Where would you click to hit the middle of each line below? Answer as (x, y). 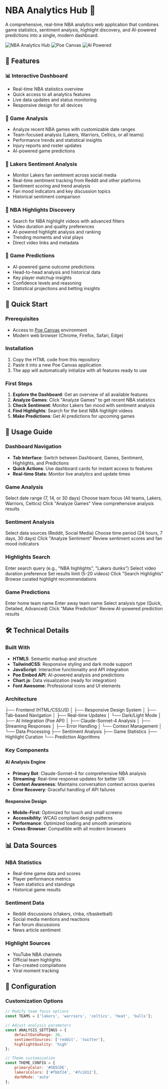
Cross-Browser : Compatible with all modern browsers (69, 829)
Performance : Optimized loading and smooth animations (72, 823)
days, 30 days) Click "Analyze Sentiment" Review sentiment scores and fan (84, 539)
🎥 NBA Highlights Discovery (40, 210)
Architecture (21, 699)
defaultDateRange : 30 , (38, 1035)
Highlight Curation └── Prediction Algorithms (53, 737)
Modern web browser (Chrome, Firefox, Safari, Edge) (68, 335)
